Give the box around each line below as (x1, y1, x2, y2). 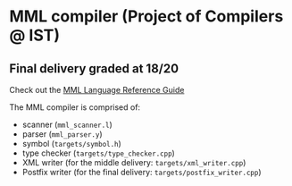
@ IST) (9, 25, 61, 46)
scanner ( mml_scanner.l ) (21, 119, 113, 130)
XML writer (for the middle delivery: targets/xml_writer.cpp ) (21, 157, 246, 167)
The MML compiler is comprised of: (9, 102, 141, 113)
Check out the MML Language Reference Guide (9, 85, 185, 95)
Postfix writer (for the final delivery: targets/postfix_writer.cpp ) (21, 167, 262, 177)
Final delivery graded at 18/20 (9, 61, 179, 76)
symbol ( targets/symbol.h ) (21, 139, 122, 148)
